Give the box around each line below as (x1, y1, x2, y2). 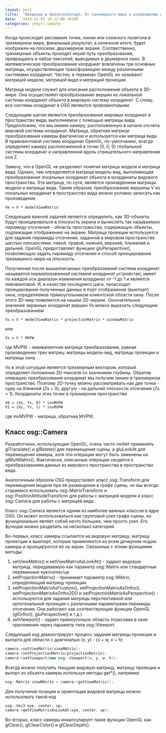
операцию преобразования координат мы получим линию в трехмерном (5, 375, 161, 381)
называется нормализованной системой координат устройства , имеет (5, 271, 157, 277)
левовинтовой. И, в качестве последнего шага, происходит (5, 281, 131, 287)
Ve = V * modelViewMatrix (5, 205, 58, 210)
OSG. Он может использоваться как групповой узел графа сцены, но (5, 513, 152, 519)
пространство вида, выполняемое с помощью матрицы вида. (5, 117, 136, 123)
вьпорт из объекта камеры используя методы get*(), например (5, 669, 140, 675)
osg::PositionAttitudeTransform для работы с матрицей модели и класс (5, 493, 154, 499)
